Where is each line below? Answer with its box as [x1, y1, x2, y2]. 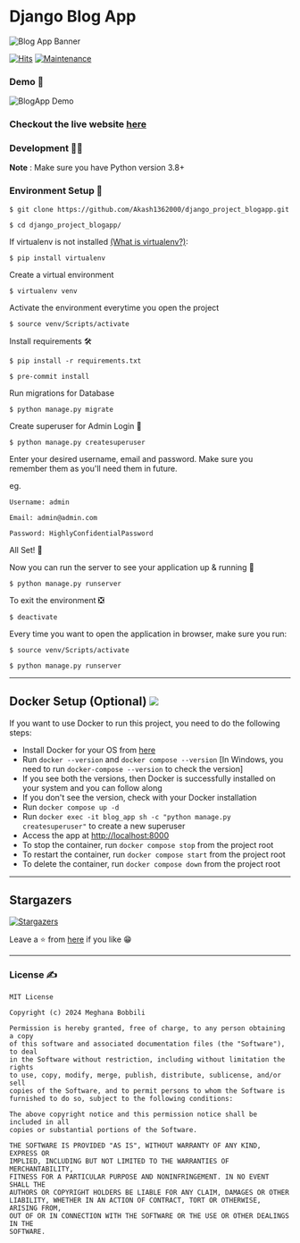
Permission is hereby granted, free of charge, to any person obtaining [9, 1023, 286, 1033]
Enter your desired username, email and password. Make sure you [9, 453, 254, 464]
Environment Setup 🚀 [9, 185, 103, 197]
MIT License [9, 992, 54, 1002]
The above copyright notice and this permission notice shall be [9, 1110, 257, 1119]
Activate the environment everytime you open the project [9, 302, 220, 313]
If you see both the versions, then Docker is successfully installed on [21, 773, 276, 784]
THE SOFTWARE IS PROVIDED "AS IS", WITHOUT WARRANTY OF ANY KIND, [9, 1141, 262, 1150]
